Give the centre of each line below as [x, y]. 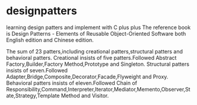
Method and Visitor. [85, 96]
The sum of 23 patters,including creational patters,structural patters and [94, 51]
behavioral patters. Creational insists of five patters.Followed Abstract [91, 58]
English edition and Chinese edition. [50, 40]
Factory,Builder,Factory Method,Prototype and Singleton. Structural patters [98, 64]
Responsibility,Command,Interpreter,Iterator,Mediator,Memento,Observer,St [99, 89]
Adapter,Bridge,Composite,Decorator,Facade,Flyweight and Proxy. [87, 77]
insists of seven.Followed [37, 70]
